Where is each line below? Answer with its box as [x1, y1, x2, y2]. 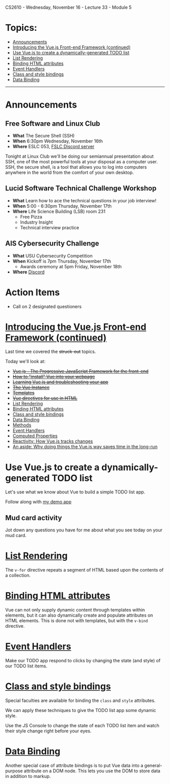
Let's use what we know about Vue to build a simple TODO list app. [5, 489, 146, 495]
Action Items [5, 287, 60, 298]
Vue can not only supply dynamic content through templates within [5, 607, 145, 613]
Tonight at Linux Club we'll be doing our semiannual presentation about [5, 153, 154, 159]
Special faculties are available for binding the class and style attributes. [5, 697, 156, 703]
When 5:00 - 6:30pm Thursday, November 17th [12, 203, 112, 209]
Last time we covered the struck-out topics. [5, 348, 96, 354]
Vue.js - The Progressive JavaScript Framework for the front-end [12, 368, 149, 374]
